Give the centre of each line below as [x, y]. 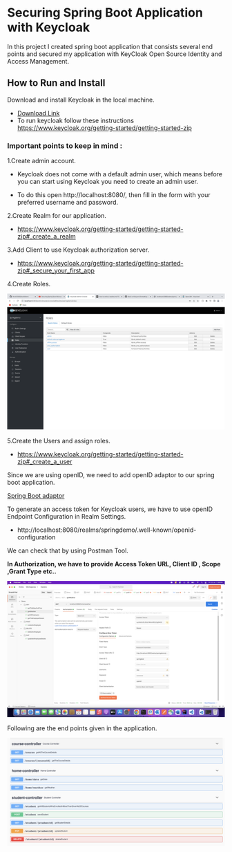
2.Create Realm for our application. [57, 216]
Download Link [38, 113]
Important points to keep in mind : [65, 145]
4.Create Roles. [29, 284]
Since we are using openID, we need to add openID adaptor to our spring [111, 475]
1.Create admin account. [41, 161]
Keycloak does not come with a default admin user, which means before [120, 174]
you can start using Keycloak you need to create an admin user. [108, 182]
